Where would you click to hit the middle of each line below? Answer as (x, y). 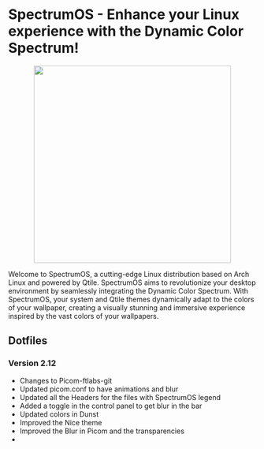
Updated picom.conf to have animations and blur (99, 389)
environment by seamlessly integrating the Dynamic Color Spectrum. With (128, 290)
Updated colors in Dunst (59, 414)
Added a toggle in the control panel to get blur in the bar (111, 406)
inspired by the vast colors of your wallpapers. (84, 316)
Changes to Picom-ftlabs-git (66, 380)
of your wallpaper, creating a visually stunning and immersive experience (127, 307)
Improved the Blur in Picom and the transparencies (102, 431)
